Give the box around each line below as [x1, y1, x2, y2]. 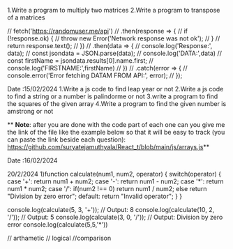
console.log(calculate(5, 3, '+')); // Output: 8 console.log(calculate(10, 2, [7, 206, 215, 213]
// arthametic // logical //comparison [7, 234, 112, 242]
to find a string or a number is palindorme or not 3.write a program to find [7, 92, 218, 100]
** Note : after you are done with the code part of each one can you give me [7, 121, 225, 128]
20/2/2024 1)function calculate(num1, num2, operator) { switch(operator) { [7, 170, 222, 178]
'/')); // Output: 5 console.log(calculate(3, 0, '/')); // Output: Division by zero [7, 213, 223, 221]
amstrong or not [7, 107, 54, 115]
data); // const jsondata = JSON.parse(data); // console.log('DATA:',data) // [7, 49, 222, 57]
